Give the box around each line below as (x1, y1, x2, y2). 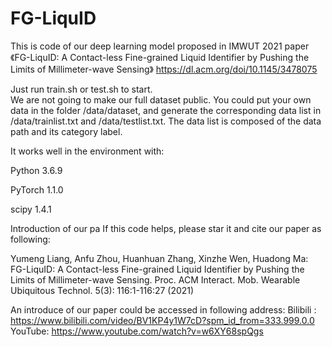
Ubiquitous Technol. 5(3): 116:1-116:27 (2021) (10, 284, 195, 296)
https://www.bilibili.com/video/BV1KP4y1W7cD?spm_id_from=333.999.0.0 (10, 314, 315, 326)
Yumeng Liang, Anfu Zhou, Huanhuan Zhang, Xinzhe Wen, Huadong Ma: (10, 252, 309, 264)
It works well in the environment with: (10, 145, 165, 157)
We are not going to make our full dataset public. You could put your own (10, 93, 312, 106)
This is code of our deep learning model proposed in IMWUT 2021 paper (10, 40, 310, 52)
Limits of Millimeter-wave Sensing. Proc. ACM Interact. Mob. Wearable (10, 273, 301, 286)
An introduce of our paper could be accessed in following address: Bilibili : (10, 303, 317, 316)
